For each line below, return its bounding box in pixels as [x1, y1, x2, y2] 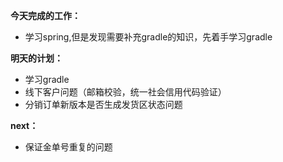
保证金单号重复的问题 [24, 141, 113, 153]
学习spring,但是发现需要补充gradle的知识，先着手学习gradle [24, 31, 273, 43]
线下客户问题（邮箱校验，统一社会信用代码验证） [24, 86, 227, 98]
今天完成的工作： [10, 10, 81, 21]
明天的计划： [10, 52, 63, 64]
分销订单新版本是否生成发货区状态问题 [24, 99, 183, 110]
